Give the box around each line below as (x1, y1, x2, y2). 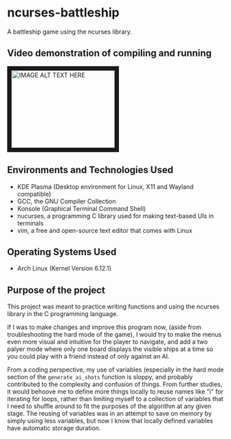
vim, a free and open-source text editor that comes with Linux (16, 226, 192, 234)
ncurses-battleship (7, 5, 120, 21)
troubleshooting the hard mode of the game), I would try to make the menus (7, 330, 222, 339)
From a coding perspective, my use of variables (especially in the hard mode (7, 365, 224, 374)
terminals (16, 218, 44, 227)
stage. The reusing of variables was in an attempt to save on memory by (7, 409, 212, 418)
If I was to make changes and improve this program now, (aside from (7, 323, 201, 331)
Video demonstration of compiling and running (7, 47, 212, 59)
